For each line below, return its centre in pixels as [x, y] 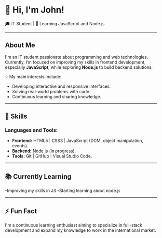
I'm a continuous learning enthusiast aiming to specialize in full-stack [74, 225]
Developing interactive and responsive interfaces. [61, 86]
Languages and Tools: [31, 130]
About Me [20, 45]
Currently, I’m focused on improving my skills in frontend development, [75, 62]
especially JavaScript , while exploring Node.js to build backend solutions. [79, 67]
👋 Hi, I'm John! [35, 10]
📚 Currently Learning [38, 176]
